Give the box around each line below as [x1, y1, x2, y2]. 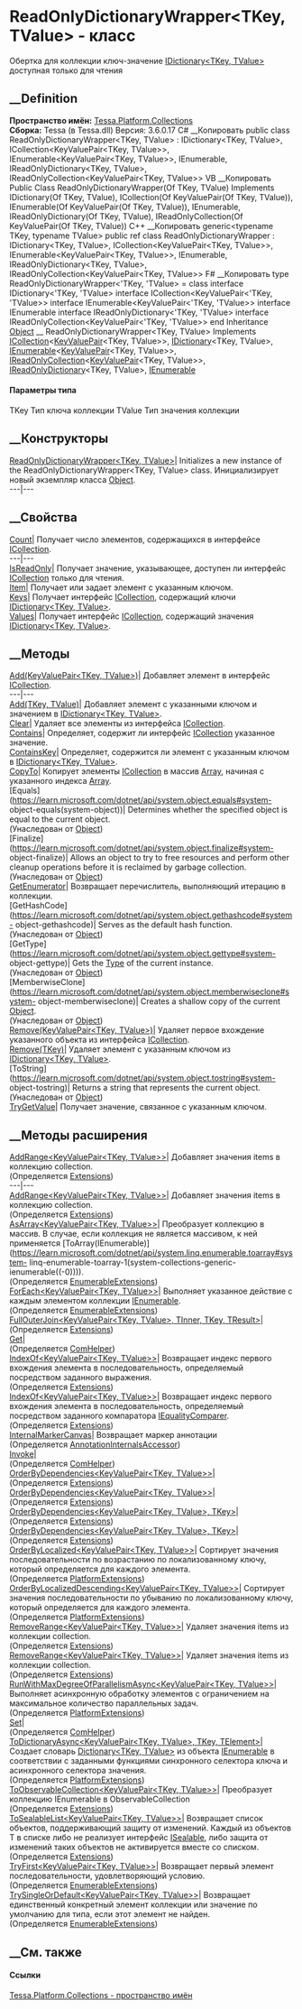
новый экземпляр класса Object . [9, 474, 136, 484]
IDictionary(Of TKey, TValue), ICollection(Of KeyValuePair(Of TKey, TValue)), [9, 191, 293, 202]
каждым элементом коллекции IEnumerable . [9, 1295, 182, 1306]
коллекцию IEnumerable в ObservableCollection [9, 1793, 191, 1805]
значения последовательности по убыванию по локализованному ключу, [9, 1592, 294, 1603]
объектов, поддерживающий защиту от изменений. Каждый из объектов [9, 1822, 291, 1833]
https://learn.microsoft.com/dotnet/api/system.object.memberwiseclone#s [12, 986, 290, 998]
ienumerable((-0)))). [9, 1267, 84, 1277]
